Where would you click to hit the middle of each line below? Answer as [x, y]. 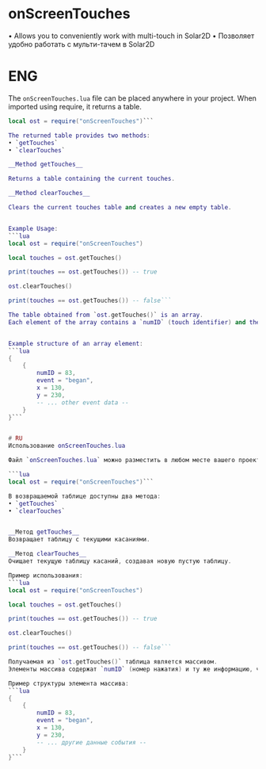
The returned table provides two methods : [79, 136]
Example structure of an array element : [76, 343]
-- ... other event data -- [83, 402]
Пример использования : [46, 576]
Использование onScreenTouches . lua [67, 446]
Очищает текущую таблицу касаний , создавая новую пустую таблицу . [120, 561]
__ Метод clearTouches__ [47, 554]
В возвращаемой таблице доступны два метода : [84, 496]
